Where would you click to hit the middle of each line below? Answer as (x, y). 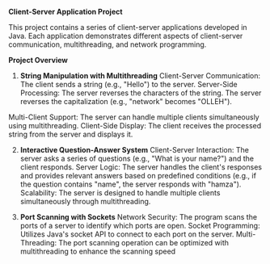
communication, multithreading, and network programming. (108, 44)
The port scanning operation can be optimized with (143, 243)
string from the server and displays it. (71, 134)
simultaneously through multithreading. (85, 201)
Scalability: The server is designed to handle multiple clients (120, 193)
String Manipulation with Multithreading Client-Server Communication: (140, 75)
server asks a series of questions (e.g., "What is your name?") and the (137, 158)
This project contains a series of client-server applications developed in (128, 27)
